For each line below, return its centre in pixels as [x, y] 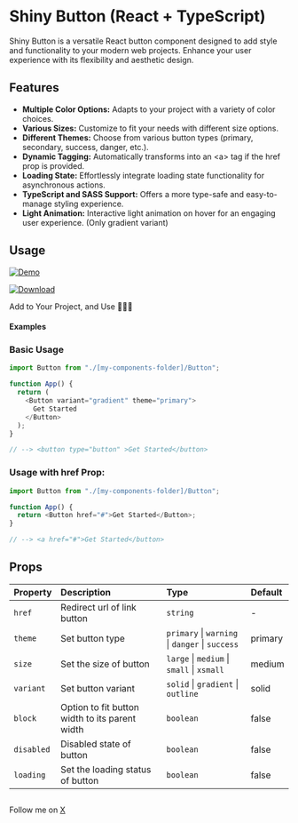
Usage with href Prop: [57, 473]
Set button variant [98, 688]
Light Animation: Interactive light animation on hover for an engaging [149, 213]
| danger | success [203, 643]
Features [34, 88]
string [180, 612]
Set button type [93, 638]
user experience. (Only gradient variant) [95, 222]
